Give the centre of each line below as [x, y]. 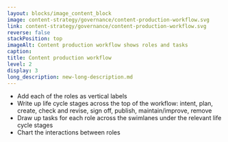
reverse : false [29, 32]
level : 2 [20, 64]
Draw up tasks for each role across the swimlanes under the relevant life [119, 118]
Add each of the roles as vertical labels [72, 96]
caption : [20, 52]
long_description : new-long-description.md [70, 77]
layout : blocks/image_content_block [59, 13]
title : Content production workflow [59, 58]
